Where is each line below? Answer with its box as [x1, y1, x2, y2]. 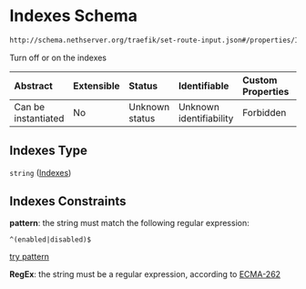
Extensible [72, 79, 120, 92]
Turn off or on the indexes [9, 52, 107, 63]
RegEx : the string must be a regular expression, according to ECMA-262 [9, 269, 280, 280]
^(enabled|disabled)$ [9, 235, 92, 244]
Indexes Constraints [9, 193, 127, 210]
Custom [242, 74, 278, 87]
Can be [14, 100, 46, 113]
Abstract [14, 79, 53, 92]
